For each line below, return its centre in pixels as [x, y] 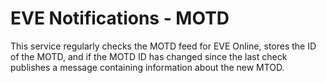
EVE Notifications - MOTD [120, 18]
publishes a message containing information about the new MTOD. [147, 67]
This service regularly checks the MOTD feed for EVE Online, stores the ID [163, 46]
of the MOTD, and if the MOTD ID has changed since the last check [149, 56]
